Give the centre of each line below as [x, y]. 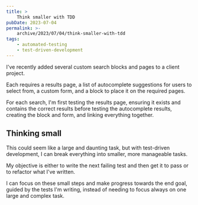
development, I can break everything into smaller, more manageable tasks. [97, 154]
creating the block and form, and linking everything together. [80, 115]
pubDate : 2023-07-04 [32, 22]
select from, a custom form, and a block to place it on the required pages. [96, 91]
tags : [13, 39]
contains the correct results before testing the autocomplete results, [89, 108]
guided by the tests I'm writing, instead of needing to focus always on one [96, 189]
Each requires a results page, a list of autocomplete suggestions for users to [99, 84]
